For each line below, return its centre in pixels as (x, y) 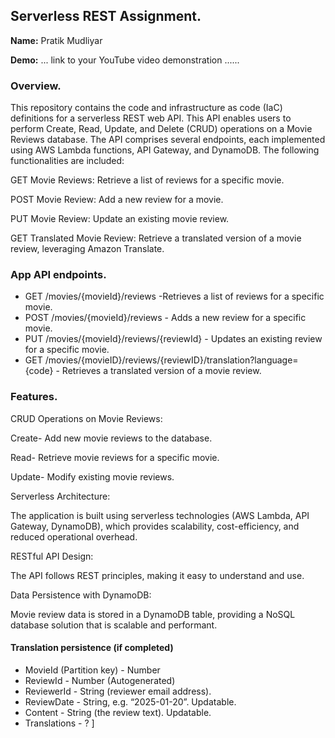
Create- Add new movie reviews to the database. (111, 438)
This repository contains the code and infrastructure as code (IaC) (146, 108)
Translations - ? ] (59, 723)
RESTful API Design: (52, 556)
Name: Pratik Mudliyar (56, 40)
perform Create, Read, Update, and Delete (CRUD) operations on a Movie (161, 129)
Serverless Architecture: (60, 496)
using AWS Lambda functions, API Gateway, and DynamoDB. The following (165, 150)
